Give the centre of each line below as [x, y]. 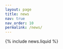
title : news [17, 14]
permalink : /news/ [24, 28]
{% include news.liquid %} [32, 41]
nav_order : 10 [20, 23]
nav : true [15, 18]
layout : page [18, 9]
